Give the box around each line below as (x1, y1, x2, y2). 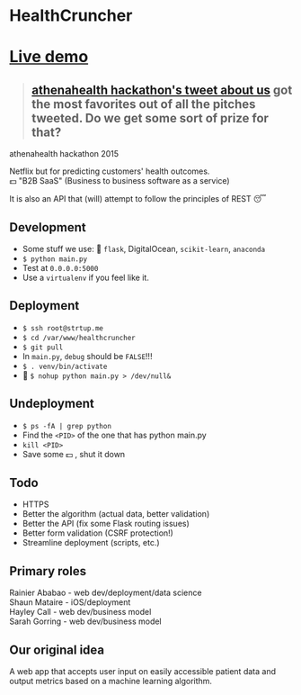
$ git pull (22, 343, 64, 352)
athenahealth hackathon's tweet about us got (31, 82, 293, 97)
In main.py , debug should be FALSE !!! (22, 350, 153, 361)
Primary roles (9, 564, 87, 579)
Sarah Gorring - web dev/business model (9, 616, 162, 627)
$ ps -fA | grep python (22, 421, 112, 430)
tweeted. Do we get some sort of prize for (31, 110, 270, 126)
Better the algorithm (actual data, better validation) (22, 509, 210, 519)
